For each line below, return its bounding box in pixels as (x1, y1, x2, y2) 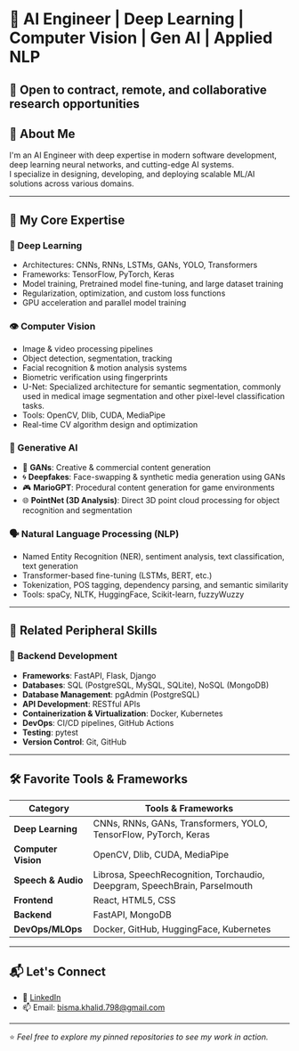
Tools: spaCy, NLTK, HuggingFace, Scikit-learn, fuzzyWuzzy (21, 589, 245, 599)
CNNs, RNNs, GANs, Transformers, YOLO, (93, 818, 269, 830)
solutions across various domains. (9, 178, 135, 189)
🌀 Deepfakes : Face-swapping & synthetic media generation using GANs (21, 471, 286, 482)
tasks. (21, 401, 44, 411)
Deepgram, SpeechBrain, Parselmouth (93, 880, 254, 892)
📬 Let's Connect (9, 964, 107, 979)
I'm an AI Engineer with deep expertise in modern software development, (9, 150, 278, 160)
